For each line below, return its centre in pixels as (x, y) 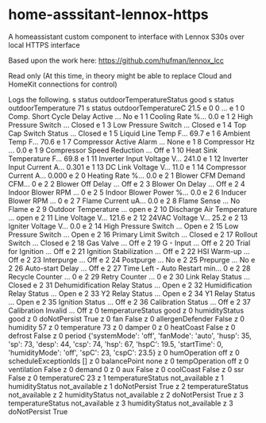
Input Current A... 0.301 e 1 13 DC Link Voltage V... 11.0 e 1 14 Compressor (127, 167)
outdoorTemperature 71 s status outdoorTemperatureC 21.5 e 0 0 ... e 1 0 (127, 108)
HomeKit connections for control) (63, 84)
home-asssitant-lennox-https (108, 15)
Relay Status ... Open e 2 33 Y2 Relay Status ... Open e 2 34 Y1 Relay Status (132, 293)
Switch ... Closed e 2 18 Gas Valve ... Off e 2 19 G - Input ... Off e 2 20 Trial (129, 243)
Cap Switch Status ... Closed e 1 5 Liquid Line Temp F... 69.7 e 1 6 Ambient (129, 133)
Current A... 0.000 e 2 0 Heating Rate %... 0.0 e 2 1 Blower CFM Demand (127, 175)
